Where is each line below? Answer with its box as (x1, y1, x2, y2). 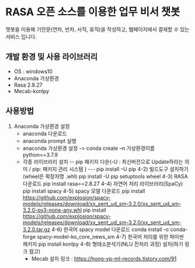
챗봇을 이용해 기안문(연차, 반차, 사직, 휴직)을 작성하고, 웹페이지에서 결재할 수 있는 (5, 26, 190, 33)
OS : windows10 (13, 68, 53, 75)
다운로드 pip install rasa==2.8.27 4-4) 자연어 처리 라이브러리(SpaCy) (22, 180, 183, 187)
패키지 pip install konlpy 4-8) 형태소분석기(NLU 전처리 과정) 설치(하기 (22, 240, 183, 248)
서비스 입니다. (5, 33, 37, 40)
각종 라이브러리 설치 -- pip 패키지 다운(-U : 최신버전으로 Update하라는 (22, 158, 183, 165)
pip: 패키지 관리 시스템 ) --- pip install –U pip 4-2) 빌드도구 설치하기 (32, 165, 189, 173)
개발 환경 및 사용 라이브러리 (5, 52, 97, 62)
